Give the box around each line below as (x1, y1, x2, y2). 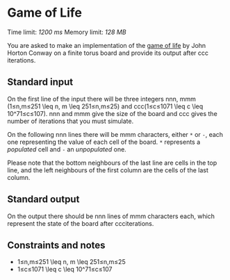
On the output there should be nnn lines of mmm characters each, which (7, 212, 215, 220)
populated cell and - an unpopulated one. (7, 145, 126, 154)
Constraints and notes (7, 239, 106, 251)
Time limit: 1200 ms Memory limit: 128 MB (7, 28, 126, 36)
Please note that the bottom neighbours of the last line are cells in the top (7, 158, 217, 167)
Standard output (7, 193, 80, 206)
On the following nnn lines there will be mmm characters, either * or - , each (7, 130, 224, 138)
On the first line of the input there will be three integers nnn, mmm (7, 94, 197, 103)
